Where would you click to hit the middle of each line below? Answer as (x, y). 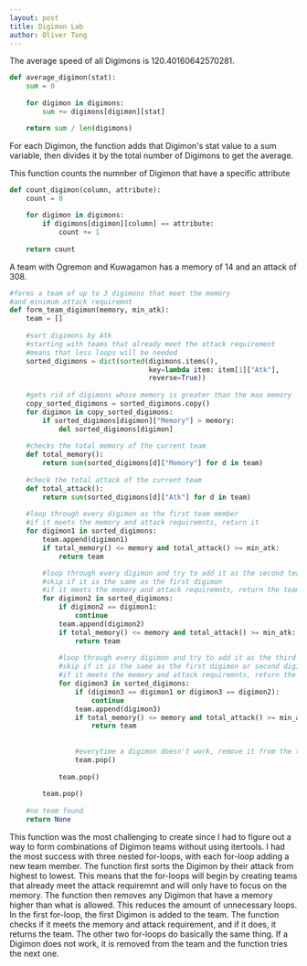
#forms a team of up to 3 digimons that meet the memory (120, 293)
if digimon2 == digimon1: (107, 607)
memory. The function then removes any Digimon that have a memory (141, 895)
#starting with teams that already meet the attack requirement (151, 344)
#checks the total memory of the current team (116, 446)
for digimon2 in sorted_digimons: (108, 599)
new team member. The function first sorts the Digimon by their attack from (152, 865)
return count (51, 249)
